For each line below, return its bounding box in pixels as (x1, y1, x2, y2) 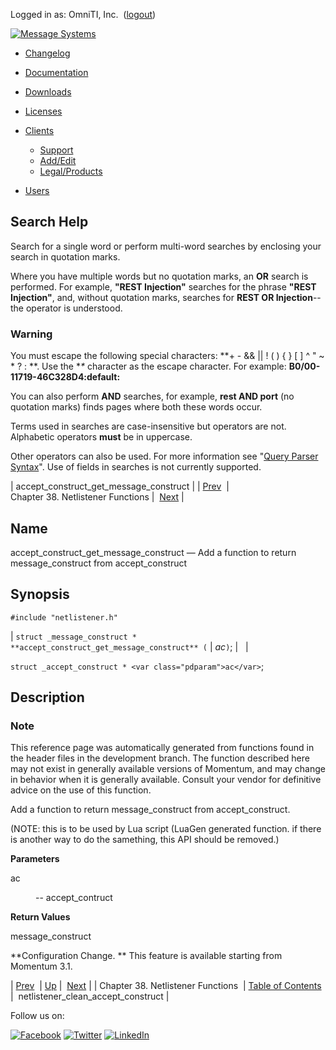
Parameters (10, 853, 60, 865)
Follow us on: (10, 1010, 65, 1022)
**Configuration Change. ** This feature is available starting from (10, 950, 283, 962)
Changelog (24, 47, 71, 59)
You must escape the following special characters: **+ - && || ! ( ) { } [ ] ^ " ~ (10, 350, 325, 362)
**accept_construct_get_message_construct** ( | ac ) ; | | (10, 640, 249, 653)
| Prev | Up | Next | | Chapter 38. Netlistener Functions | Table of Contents (10, 980, 322, 992)
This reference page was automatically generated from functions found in (10, 742, 315, 754)
